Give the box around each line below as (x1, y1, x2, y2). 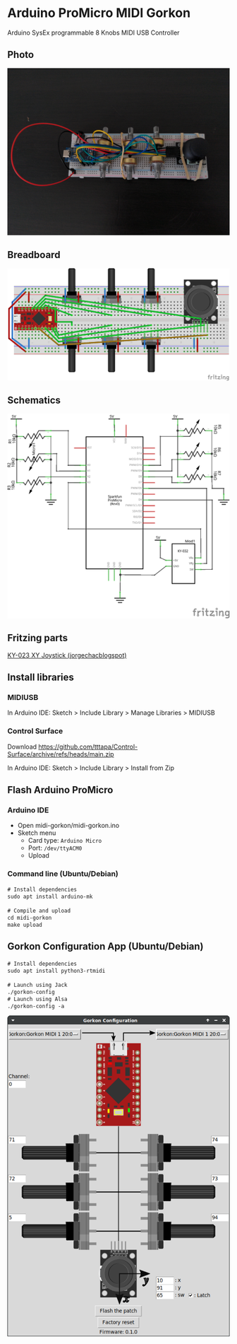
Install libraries (7, 672, 74, 684)
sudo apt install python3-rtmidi (7, 967, 106, 974)
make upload (7, 921, 42, 928)
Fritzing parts (7, 632, 68, 644)
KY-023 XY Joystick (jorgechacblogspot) (7, 650, 127, 659)
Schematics (7, 395, 61, 407)
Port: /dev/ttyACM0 (28, 843, 83, 853)
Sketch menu (17, 829, 56, 837)
